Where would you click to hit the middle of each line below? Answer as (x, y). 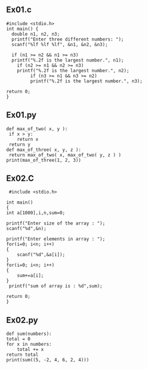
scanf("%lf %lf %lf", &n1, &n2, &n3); (60, 44)
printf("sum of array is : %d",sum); (55, 286)
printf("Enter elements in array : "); (56, 239)
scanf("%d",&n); (26, 229)
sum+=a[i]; (30, 276)
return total (22, 355)
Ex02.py (22, 320)
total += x (30, 350)
